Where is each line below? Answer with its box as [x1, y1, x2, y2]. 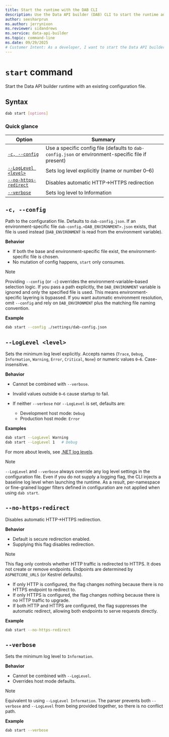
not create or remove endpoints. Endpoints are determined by [5, 566, 133, 572]
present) [45, 157, 66, 164]
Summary [91, 136, 116, 143]
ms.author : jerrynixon [5, 21, 53, 27]
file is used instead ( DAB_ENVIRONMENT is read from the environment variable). [5, 229, 162, 235]
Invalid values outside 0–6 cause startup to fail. [12, 391, 110, 397]
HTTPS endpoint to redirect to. [12, 587, 76, 593]
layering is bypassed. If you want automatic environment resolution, [23, 295, 163, 301]
